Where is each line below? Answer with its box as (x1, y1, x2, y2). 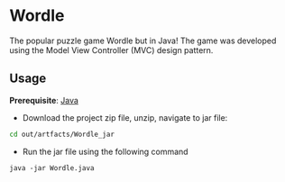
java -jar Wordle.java (9, 163, 95, 172)
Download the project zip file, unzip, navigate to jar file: (22, 112, 228, 123)
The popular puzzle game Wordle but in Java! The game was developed (9, 35, 277, 46)
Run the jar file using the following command (22, 146, 188, 157)
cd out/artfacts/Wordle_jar (9, 130, 115, 139)
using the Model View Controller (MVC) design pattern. (9, 44, 214, 55)
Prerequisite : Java (9, 95, 79, 105)
